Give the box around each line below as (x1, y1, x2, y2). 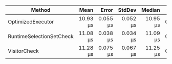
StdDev (118, 7, 137, 13)
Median (141, 7, 160, 13)
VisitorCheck (8, 48, 39, 54)
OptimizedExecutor (8, 18, 54, 25)
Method (31, 7, 51, 13)
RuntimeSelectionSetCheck (8, 33, 74, 40)
